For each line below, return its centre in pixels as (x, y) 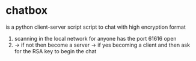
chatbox (26, 10)
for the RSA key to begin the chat (55, 51)
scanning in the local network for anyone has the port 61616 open (95, 38)
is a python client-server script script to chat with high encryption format (96, 27)
